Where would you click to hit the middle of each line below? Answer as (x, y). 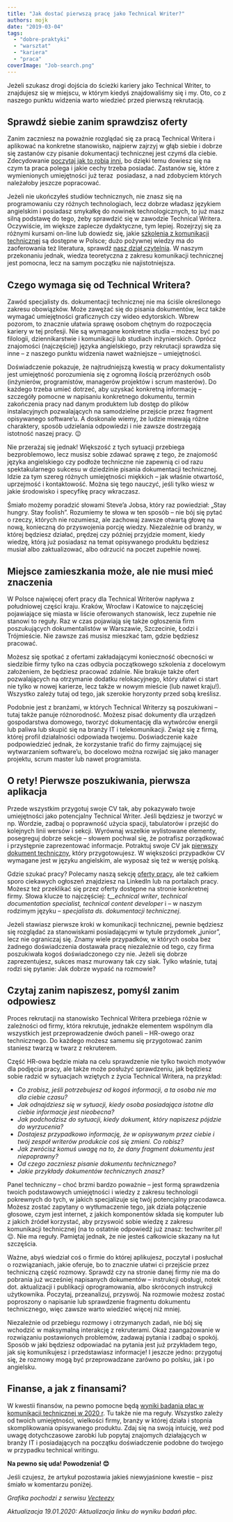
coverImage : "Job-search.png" (51, 65)
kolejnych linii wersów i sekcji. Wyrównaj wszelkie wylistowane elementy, (112, 831)
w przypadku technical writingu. (53, 1450)
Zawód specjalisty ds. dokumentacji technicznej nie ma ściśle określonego (114, 302)
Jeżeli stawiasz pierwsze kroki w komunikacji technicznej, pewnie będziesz (115, 924)
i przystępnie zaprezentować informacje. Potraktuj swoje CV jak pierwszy (113, 845)
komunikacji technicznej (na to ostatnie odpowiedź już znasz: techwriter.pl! (115, 1229)
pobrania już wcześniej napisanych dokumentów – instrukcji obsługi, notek (114, 1279)
